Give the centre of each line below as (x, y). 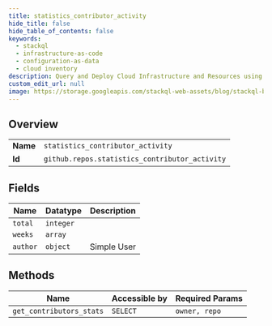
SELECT (125, 311)
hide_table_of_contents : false (61, 31)
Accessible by (140, 298)
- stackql (32, 46)
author (25, 247)
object (58, 247)
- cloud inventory (47, 69)
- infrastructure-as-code (59, 54)
